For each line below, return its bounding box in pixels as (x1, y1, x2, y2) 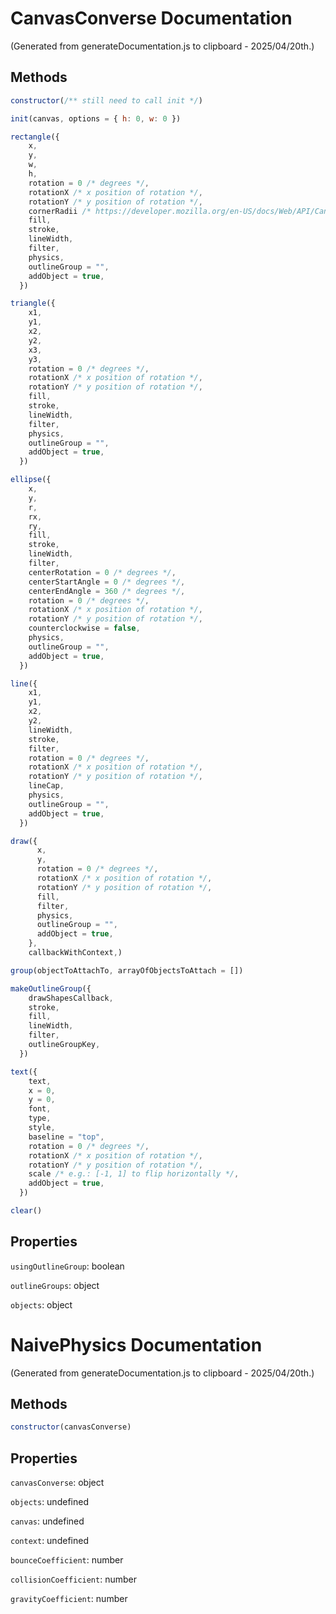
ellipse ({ (10, 475, 52, 485)
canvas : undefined (10, 1515, 85, 1527)
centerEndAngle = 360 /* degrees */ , (28, 586, 186, 596)
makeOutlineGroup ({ (10, 983, 92, 994)
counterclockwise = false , (28, 623, 141, 634)
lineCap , (28, 781, 65, 791)
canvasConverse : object (10, 1477, 105, 1489)
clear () (10, 1206, 43, 1216)
